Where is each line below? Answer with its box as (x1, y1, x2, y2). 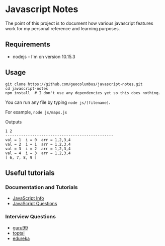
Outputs (5, 118, 22, 125)
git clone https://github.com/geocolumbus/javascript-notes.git (5, 82, 143, 87)
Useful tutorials (5, 168, 55, 177)
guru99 (12, 224, 28, 230)
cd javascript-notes (5, 86, 49, 91)
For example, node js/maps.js (5, 109, 67, 115)
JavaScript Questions (12, 201, 57, 207)
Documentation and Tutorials (5, 183, 78, 191)
